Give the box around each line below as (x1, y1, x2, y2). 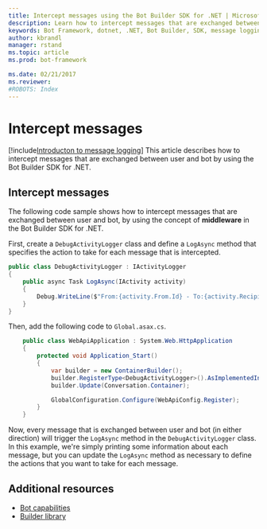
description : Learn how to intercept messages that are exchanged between (8, 19, 261, 27)
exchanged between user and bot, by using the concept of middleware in (8, 216, 250, 225)
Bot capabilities (19, 503, 71, 512)
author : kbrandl (8, 33, 62, 42)
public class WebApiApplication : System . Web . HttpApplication (22, 337, 233, 345)
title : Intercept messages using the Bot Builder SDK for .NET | (8, 11, 229, 20)
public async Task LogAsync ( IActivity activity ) (22, 278, 187, 286)
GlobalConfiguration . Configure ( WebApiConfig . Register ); (50, 395, 240, 404)
